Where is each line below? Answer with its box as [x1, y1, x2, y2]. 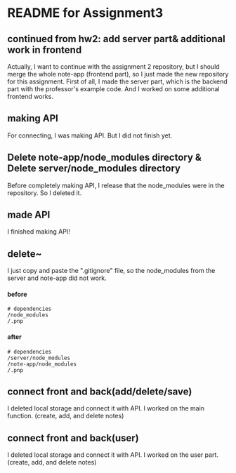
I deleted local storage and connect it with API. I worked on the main [7, 404, 205, 413]
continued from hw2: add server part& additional [7, 33, 226, 45]
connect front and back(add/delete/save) [7, 386, 192, 398]
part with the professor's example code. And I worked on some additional [7, 85, 220, 93]
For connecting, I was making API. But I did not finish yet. [7, 131, 173, 140]
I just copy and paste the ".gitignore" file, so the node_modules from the [7, 267, 216, 275]
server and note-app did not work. [7, 274, 107, 282]
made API [7, 209, 51, 221]
